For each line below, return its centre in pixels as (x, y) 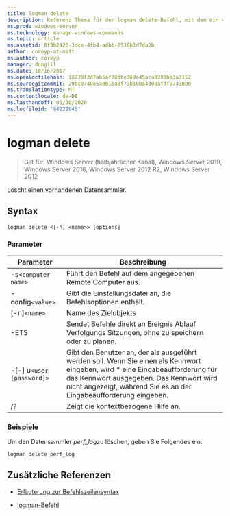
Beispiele (23, 427)
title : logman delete (38, 13)
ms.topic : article (33, 39)
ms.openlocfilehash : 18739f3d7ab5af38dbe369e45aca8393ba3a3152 (99, 77)
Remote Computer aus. (103, 282)
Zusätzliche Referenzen (59, 475)
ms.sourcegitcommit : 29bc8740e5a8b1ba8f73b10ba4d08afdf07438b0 (99, 84)
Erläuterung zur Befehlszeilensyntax (68, 491)
